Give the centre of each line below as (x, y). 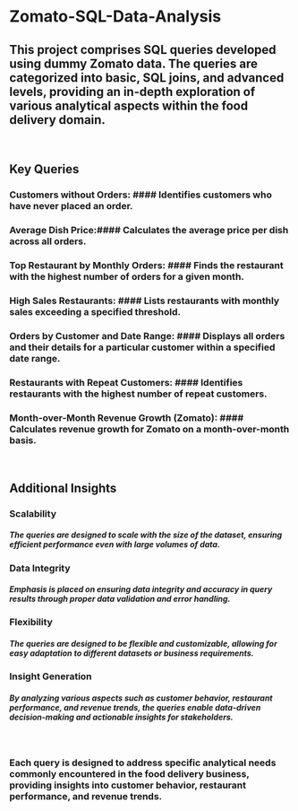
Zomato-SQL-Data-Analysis (115, 17)
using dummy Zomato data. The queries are (133, 63)
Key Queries (44, 169)
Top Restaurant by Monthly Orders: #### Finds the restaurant (146, 266)
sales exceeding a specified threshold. (95, 312)
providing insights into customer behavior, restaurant (128, 785)
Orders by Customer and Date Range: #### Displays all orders (147, 336)
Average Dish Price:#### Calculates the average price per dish (149, 231)
